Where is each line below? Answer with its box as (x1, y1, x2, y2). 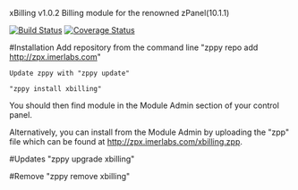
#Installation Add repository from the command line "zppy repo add (9, 42, 259, 53)
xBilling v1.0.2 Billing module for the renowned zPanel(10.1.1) (9, 8, 230, 18)
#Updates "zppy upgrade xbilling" (9, 153, 135, 164)
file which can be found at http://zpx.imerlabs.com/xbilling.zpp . (9, 136, 243, 146)
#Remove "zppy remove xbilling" (9, 171, 131, 181)
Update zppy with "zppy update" (9, 69, 130, 78)
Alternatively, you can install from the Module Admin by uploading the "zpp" (9, 127, 290, 137)
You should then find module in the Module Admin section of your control (9, 100, 280, 111)
